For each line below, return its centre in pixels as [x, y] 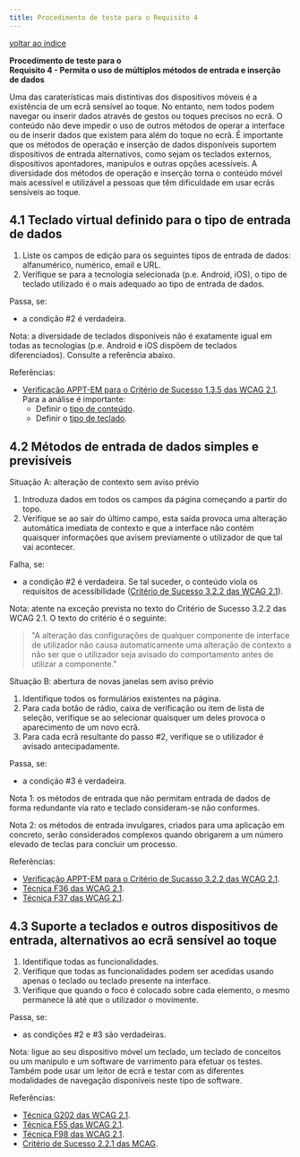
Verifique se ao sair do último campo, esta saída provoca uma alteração [154, 519]
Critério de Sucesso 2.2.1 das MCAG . [90, 1144]
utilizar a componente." [74, 664]
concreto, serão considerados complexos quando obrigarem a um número [146, 835]
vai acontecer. [48, 547]
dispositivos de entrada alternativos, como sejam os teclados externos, [141, 154]
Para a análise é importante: [74, 399]
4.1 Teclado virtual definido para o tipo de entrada [150, 220]
